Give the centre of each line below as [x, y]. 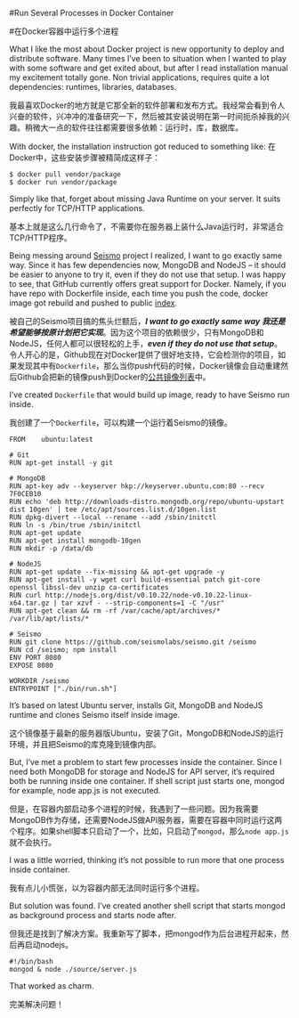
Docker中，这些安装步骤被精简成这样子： [85, 158]
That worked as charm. [52, 986]
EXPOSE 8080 [31, 665]
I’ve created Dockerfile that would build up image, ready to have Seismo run [149, 395]
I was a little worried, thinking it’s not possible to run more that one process [147, 860]
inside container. [40, 869]
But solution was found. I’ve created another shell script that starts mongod [147, 906]
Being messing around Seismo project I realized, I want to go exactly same [146, 256]
